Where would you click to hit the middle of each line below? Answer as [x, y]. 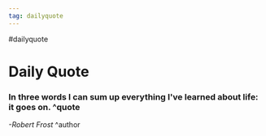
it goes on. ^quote [44, 107]
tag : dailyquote [36, 16]
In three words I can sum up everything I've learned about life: [133, 96]
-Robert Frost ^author [44, 125]
